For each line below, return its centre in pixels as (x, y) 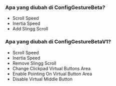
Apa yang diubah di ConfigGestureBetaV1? (58, 42)
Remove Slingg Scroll (34, 63)
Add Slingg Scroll (30, 29)
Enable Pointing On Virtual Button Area (52, 74)
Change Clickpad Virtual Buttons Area (51, 68)
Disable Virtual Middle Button (42, 79)
